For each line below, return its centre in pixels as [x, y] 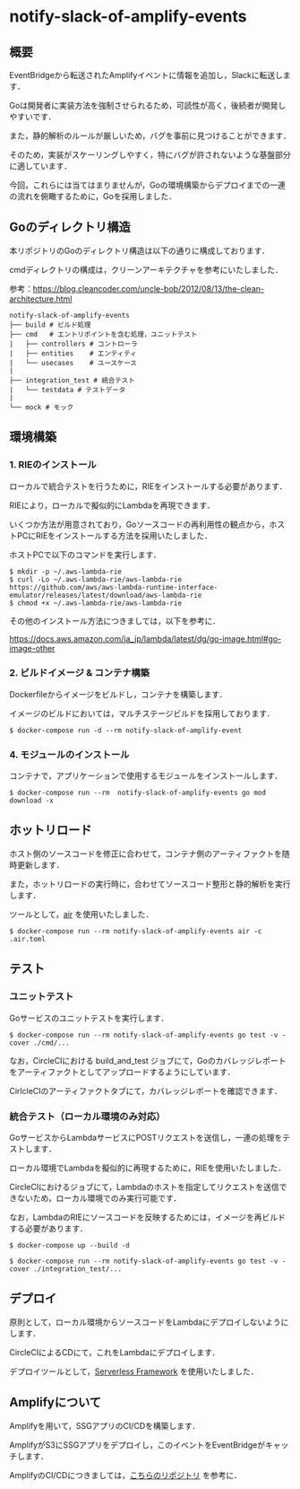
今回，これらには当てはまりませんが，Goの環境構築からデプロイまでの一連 [148, 185]
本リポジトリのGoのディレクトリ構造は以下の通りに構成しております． [140, 250]
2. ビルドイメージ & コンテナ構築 [80, 673]
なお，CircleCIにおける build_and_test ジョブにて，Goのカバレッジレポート [148, 1060]
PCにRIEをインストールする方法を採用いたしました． [115, 535]
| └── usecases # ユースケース [73, 363]
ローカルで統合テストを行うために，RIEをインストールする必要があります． [148, 486]
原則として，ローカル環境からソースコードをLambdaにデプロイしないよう [145, 1322]
